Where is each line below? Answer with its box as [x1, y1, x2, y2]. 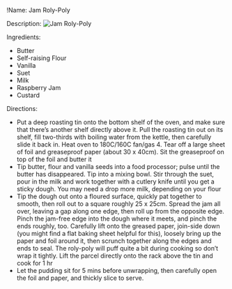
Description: [6, 20, 42, 27]
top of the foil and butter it [16, 155, 92, 163]
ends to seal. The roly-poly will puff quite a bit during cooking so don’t [16, 244, 219, 252]
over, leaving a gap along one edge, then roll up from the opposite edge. [16, 207, 224, 215]
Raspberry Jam [16, 84, 61, 91]
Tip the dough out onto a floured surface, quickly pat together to [16, 192, 203, 200]
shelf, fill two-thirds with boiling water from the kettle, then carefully [16, 133, 212, 141]
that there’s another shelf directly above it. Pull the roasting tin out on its [16, 126, 224, 133]
